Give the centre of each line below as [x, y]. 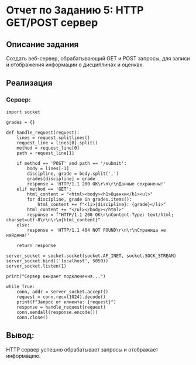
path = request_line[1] [46, 153]
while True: [20, 286]
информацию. [23, 356]
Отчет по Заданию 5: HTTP [75, 10]
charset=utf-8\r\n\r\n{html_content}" [53, 220]
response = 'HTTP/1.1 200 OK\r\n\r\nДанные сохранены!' [97, 184]
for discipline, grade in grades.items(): [80, 199]
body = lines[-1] [48, 168]
